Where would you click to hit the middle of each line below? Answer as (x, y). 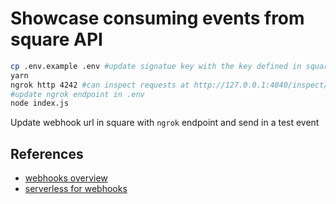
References (47, 153)
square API (56, 39)
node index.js (40, 103)
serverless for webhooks (76, 189)
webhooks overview (66, 178)
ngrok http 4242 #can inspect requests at (100, 85)
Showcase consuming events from (157, 18)
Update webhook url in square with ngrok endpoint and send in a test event (165, 123)
